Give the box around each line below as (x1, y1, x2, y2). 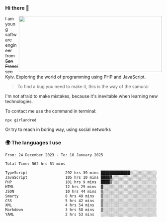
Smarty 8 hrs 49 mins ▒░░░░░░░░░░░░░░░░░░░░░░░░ (5, 194, 157, 199)
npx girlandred (5, 118, 37, 123)
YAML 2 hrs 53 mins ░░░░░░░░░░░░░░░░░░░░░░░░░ (5, 212, 157, 217)
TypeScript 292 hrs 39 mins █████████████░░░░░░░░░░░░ (5, 170, 157, 176)
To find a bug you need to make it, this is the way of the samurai (17, 84, 149, 90)
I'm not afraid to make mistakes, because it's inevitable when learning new (5, 93, 158, 99)
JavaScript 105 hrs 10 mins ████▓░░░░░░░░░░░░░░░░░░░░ (5, 175, 157, 180)
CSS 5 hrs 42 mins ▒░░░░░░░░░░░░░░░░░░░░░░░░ (5, 198, 157, 203)
